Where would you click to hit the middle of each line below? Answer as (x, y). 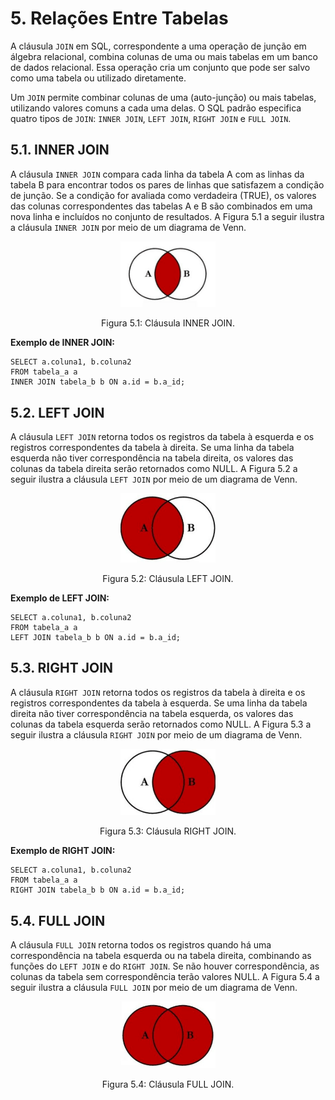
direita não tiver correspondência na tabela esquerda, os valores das (152, 713)
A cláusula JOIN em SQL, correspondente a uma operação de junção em (158, 46)
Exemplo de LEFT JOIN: (60, 598)
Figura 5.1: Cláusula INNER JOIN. (168, 323)
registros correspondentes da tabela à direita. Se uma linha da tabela (152, 448)
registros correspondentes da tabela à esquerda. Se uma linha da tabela (159, 703)
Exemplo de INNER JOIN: (62, 343)
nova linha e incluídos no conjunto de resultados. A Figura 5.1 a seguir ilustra (167, 216)
